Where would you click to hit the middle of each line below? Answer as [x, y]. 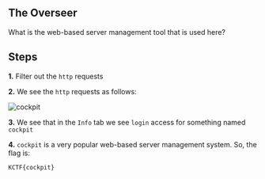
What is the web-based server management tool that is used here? [117, 32]
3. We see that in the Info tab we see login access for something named [127, 122]
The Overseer [43, 13]
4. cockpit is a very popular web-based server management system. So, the [132, 144]
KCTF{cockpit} [32, 167]
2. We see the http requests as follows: [72, 91]
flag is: [19, 153]
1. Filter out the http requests [56, 76]
